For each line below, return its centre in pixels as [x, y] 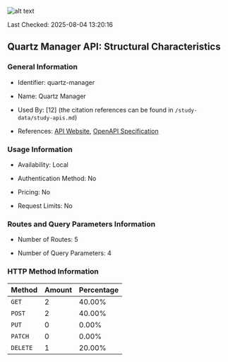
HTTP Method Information [53, 271]
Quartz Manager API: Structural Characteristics [114, 47]
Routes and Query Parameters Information [82, 224]
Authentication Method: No [57, 178]
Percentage [99, 290]
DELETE [22, 348]
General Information [43, 67]
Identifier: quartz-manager [56, 82]
